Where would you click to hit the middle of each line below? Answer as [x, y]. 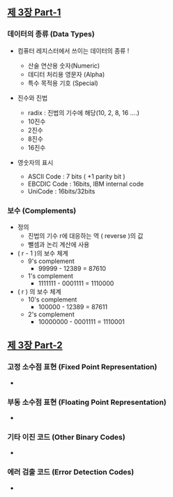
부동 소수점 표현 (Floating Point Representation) [87, 402]
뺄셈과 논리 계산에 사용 [59, 244]
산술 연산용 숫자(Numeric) [63, 66]
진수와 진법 [32, 98]
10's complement [52, 299]
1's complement [50, 276]
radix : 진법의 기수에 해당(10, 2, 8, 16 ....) [83, 112]
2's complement [51, 314]
